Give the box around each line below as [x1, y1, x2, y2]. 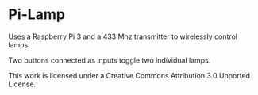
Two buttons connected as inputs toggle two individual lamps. [8, 55, 211, 65]
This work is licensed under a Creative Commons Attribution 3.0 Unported [8, 70, 251, 80]
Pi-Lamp [8, 6, 66, 24]
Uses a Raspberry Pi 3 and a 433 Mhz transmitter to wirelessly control [8, 32, 238, 41]
